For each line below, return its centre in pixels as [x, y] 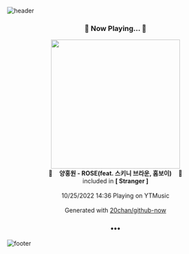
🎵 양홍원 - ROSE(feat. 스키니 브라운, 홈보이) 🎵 [115, 173]
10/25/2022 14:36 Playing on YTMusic [115, 195]
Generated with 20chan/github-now [115, 211]
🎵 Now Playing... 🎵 [115, 28]
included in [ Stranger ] [115, 181]
